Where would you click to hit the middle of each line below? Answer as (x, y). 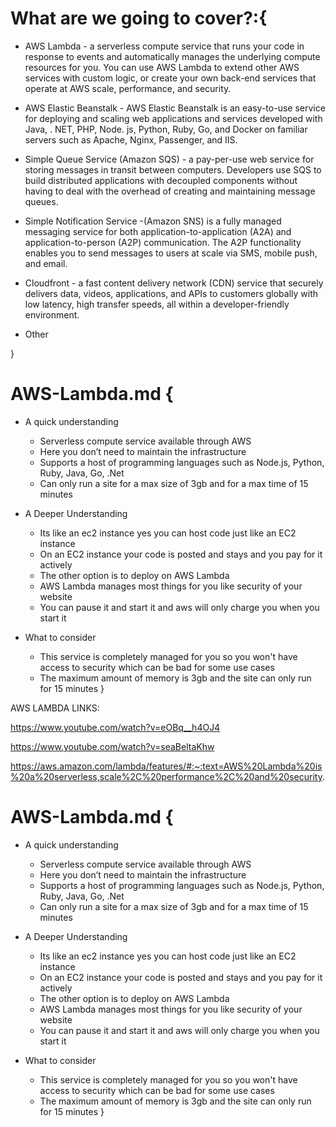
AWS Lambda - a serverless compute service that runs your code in (164, 46)
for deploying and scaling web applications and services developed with (173, 118)
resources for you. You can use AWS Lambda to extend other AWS (162, 67)
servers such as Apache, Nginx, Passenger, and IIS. (131, 139)
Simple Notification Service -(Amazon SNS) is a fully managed (153, 221)
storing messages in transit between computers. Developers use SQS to (173, 169)
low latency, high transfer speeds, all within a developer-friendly (157, 304)
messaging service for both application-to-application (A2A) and (158, 231)
